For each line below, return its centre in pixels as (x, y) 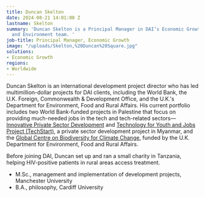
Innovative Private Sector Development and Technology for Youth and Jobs (101, 125)
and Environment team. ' (43, 35)
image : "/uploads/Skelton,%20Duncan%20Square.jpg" (72, 46)
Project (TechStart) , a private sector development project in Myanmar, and (100, 131)
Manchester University (44, 181)
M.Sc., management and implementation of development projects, (98, 174)
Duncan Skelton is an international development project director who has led (103, 86)
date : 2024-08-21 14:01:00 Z (43, 18)
